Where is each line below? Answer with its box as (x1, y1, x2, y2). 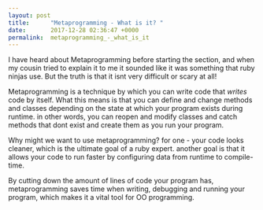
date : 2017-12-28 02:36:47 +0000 (8, 26, 139, 34)
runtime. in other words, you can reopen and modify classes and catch (8, 112, 238, 122)
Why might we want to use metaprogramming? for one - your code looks (8, 135, 244, 146)
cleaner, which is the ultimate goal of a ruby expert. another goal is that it (8, 144, 246, 153)
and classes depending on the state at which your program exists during (8, 104, 243, 113)
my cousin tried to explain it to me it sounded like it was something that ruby (8, 64, 255, 73)
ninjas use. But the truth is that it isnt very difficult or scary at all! (8, 72, 217, 81)
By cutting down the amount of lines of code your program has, (8, 176, 214, 186)
